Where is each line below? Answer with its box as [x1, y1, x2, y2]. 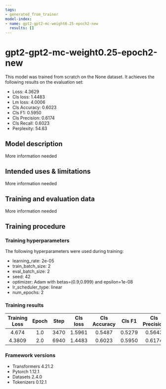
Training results [5, 302, 44, 309]
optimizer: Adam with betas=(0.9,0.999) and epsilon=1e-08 [12, 279, 133, 285]
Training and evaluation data [5, 195, 95, 203]
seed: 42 [12, 274, 31, 280]
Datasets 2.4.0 [12, 374, 42, 380]
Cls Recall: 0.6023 [12, 120, 50, 126]
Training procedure [5, 222, 66, 231]
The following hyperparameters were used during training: [5, 248, 124, 254]
